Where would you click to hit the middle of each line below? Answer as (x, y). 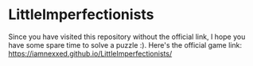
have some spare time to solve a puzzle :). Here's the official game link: (125, 45)
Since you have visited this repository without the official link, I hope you (127, 37)
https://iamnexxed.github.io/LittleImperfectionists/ (90, 53)
